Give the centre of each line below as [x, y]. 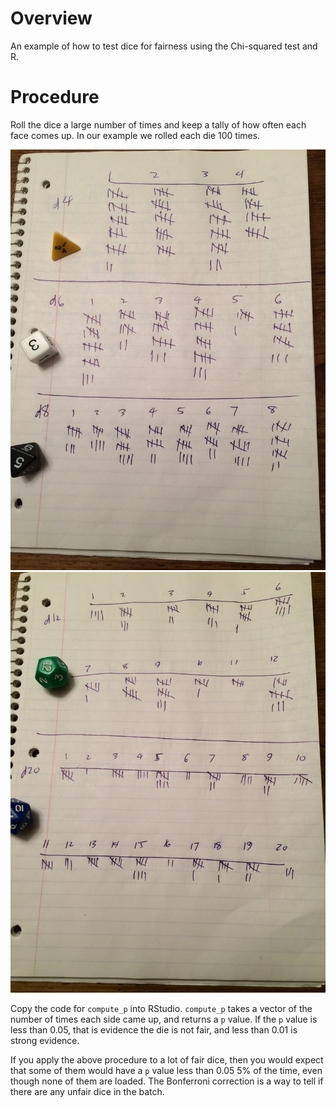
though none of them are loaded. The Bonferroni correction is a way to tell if [167, 1081]
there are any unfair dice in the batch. [87, 1091]
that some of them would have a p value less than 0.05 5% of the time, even [166, 1070]
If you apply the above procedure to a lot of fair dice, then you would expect [167, 1059]
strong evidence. [45, 1040]
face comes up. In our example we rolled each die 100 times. [135, 135]
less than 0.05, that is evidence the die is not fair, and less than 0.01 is [154, 1029]
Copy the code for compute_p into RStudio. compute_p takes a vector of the [161, 1008]
